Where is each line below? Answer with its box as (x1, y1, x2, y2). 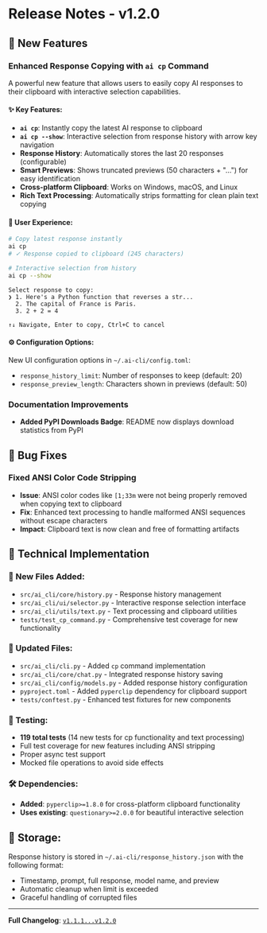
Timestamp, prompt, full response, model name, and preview (19, 876, 220, 885)
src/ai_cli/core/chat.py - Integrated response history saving (19, 669, 223, 678)
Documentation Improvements (8, 398, 129, 410)
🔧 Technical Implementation (8, 547, 149, 561)
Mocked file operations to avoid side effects (19, 758, 164, 768)
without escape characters (19, 515, 108, 525)
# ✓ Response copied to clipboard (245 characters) (8, 250, 184, 259)
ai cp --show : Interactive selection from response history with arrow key (19, 132, 257, 142)
